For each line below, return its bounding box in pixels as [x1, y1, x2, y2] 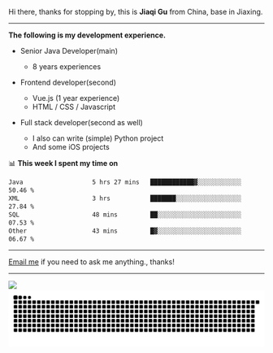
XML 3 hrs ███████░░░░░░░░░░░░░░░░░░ [8, 194, 242, 203]
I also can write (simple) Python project [32, 133, 164, 143]
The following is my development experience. [8, 30, 167, 40]
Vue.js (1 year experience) [32, 94, 120, 102]
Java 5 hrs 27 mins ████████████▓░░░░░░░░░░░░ [8, 178, 242, 186]
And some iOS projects [32, 142, 110, 151]
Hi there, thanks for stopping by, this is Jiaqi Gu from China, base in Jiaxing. [8, 7, 263, 16]
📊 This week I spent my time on [8, 159, 119, 168]
